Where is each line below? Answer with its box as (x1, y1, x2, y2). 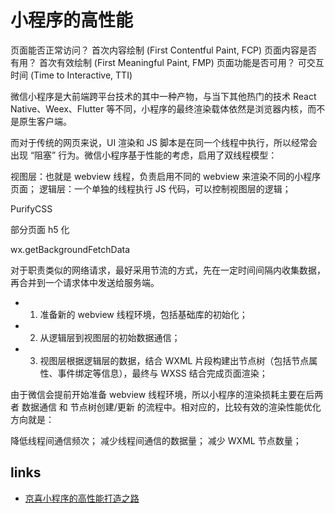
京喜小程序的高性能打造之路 (24, 492, 140, 504)
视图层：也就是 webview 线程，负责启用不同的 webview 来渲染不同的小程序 (10, 170, 322, 182)
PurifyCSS (10, 202, 53, 215)
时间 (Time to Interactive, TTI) (10, 69, 133, 81)
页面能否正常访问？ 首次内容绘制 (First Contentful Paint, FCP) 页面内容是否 (10, 44, 318, 56)
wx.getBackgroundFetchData (10, 243, 131, 255)
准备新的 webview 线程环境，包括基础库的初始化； (39, 308, 248, 320)
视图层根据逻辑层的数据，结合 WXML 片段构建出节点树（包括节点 (39, 354, 310, 366)
